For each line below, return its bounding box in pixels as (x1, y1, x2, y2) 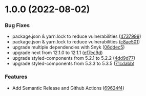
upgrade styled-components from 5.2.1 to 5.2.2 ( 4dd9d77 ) (12, 55, 136, 61)
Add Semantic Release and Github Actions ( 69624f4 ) (12, 85, 124, 91)
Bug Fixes (5, 22, 30, 29)
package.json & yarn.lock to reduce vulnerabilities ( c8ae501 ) (12, 39, 140, 45)
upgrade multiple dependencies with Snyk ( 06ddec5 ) (12, 44, 125, 51)
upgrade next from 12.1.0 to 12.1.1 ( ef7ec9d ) (12, 50, 103, 56)
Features (5, 73, 28, 80)
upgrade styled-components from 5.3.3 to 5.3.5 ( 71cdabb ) (12, 60, 135, 67)
